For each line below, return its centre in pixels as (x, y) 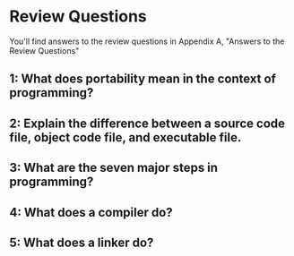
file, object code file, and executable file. (125, 137)
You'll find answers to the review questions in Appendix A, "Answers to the (147, 41)
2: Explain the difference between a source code (147, 123)
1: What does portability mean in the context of (143, 79)
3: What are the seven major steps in (113, 168)
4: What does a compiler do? (91, 212)
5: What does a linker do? (82, 242)
